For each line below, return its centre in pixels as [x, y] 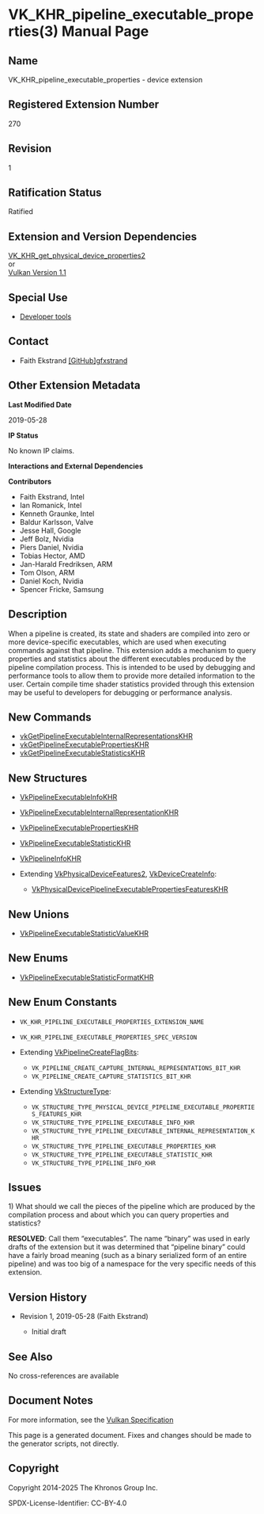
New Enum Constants [62, 1002]
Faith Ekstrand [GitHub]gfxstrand [74, 360]
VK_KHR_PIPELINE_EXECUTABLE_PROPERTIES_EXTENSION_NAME [112, 1022]
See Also [30, 1357]
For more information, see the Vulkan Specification [91, 1420]
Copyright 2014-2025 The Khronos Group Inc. [83, 1487]
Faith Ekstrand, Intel [52, 496]
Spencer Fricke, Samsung [62, 589]
